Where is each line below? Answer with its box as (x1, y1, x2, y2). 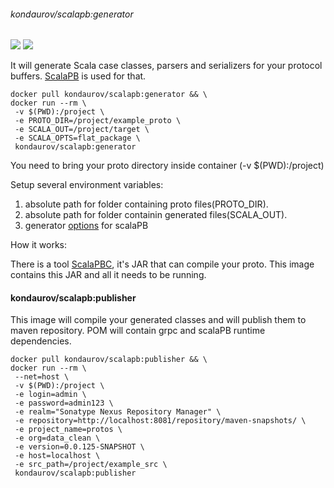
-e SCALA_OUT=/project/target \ (14, 125, 150, 135)
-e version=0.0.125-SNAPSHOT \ (14, 442, 145, 452)
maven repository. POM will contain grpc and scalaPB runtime (10, 325, 266, 337)
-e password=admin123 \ (14, 398, 114, 409)
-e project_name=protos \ (14, 425, 123, 435)
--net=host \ (14, 372, 70, 382)
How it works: (10, 239, 68, 251)
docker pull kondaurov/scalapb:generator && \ (10, 90, 208, 100)
